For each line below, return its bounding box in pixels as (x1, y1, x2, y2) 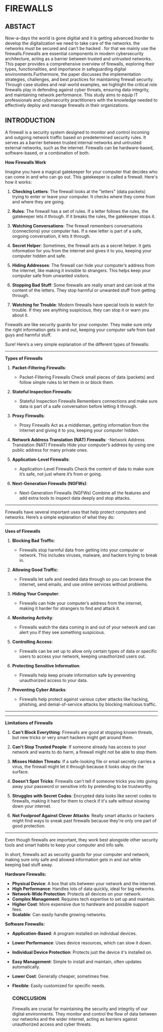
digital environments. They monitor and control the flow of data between (12, 1011, 157, 1017)
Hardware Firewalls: (5, 871, 47, 877)
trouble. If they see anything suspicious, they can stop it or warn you (12, 307, 149, 313)
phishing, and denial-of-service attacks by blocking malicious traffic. (19, 701, 157, 707)
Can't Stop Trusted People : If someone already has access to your (12, 744, 147, 750)
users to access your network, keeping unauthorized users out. (19, 653, 147, 659)
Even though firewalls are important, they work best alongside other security (5, 837, 158, 842)
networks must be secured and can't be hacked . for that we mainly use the (5, 46, 156, 51)
